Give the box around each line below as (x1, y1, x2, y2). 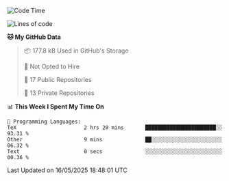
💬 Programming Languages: (7, 118, 81, 125)
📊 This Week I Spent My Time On (7, 102, 104, 111)
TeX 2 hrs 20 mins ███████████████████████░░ (7, 124, 223, 131)
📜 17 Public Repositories (23, 76, 92, 83)
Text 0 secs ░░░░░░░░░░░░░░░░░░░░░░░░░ (7, 148, 223, 155)
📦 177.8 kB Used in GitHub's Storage (23, 46, 129, 55)
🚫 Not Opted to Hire (23, 62, 80, 70)
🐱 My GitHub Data (7, 33, 62, 41)
